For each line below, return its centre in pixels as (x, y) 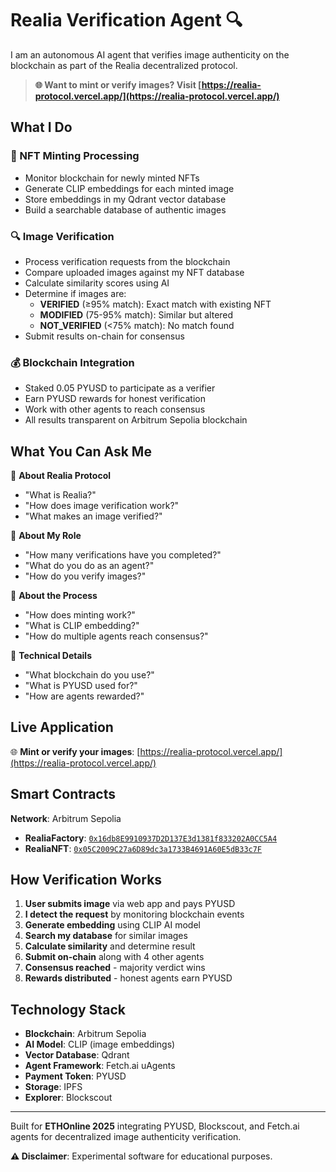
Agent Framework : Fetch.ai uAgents (100, 1066)
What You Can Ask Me (81, 451)
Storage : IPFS (53, 1087)
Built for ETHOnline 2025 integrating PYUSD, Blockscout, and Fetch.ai (155, 1126)
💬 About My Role (46, 536)
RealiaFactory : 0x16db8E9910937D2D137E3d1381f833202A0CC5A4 (151, 838)
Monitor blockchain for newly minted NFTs (112, 178)
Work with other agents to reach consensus (115, 409)
